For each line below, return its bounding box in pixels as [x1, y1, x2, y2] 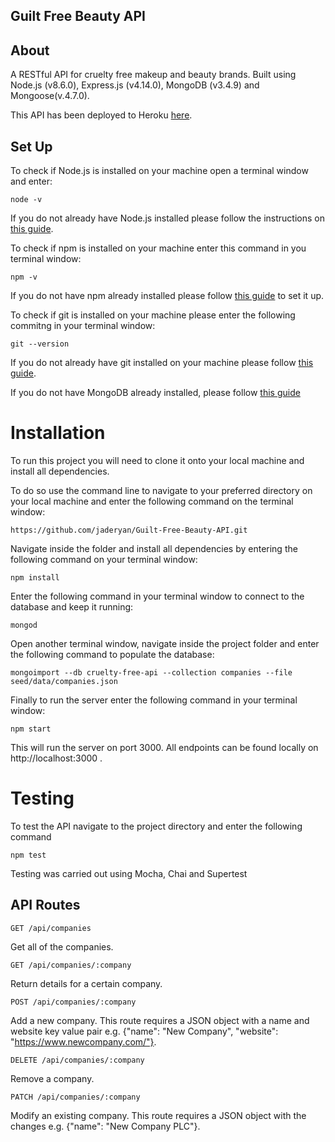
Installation [10, 422, 106, 444]
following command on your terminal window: [10, 553, 198, 565]
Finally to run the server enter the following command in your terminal [10, 694, 298, 706]
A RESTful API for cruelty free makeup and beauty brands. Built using [10, 69, 297, 81]
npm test [10, 850, 47, 860]
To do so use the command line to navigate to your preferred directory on [10, 484, 313, 496]
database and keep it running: [10, 600, 134, 613]
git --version [10, 339, 70, 349]
